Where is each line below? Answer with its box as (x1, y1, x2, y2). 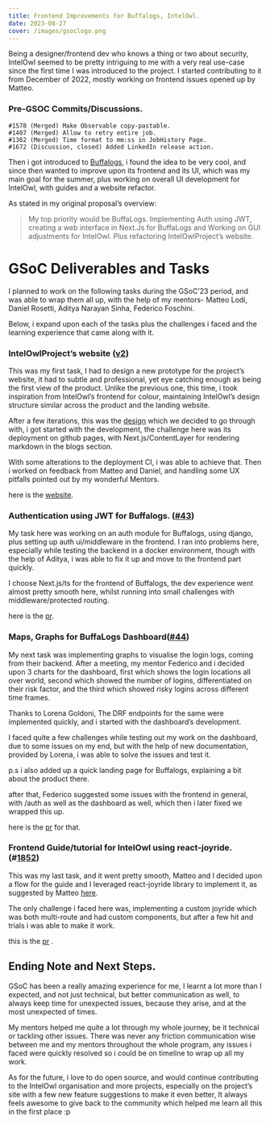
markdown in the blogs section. (8, 441, 113, 451)
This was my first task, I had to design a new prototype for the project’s (8, 366, 245, 375)
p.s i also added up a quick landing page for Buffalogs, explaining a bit (8, 765, 242, 775)
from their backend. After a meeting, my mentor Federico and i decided (8, 658, 245, 668)
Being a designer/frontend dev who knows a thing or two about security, (8, 49, 249, 59)
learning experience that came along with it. (8, 328, 155, 337)
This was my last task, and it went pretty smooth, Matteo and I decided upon (8, 871, 263, 880)
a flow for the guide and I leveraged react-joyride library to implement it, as (8, 879, 258, 888)
